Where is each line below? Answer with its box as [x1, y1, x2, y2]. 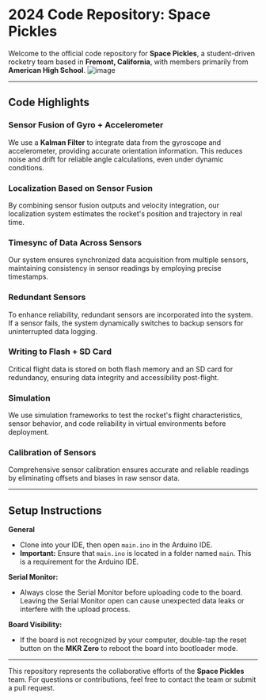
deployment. [8, 428, 49, 437]
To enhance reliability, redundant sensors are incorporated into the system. [8, 310, 253, 319]
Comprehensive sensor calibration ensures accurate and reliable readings [8, 465, 249, 474]
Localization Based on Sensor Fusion [8, 182, 153, 193]
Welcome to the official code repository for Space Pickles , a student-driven [8, 48, 256, 58]
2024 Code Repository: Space [8, 6, 211, 24]
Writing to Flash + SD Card [8, 346, 112, 357]
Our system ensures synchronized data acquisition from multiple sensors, [8, 255, 249, 264]
